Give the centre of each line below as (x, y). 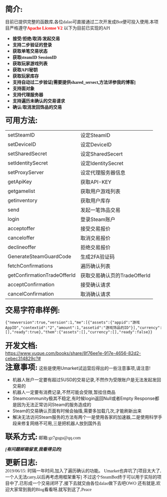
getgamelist (21, 191)
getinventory (22, 200)
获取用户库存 (95, 201)
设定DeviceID (96, 145)
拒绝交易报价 (95, 248)
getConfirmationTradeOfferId (42, 275)
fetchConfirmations (30, 266)
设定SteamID (95, 135)
